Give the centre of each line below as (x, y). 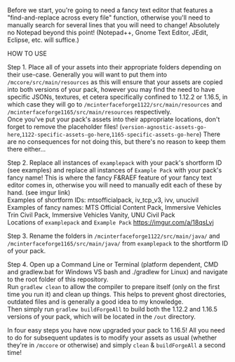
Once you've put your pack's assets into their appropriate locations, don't (114, 119)
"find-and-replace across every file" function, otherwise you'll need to (109, 18)
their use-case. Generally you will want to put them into (87, 74)
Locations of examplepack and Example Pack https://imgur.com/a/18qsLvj (110, 222)
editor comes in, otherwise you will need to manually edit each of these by (115, 185)
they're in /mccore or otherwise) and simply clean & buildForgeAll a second (116, 345)
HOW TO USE (27, 53)
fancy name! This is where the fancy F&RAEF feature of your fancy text (110, 177)
